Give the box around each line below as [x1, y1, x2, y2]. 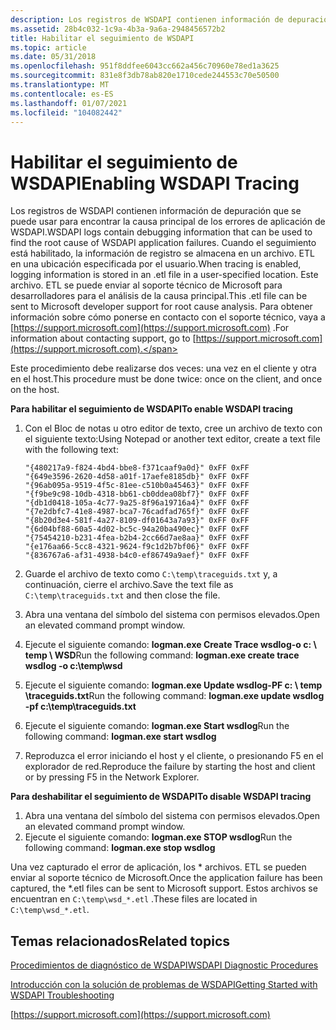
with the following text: [24, 444, 119, 456]
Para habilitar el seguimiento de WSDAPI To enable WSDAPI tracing [10, 403, 293, 415]
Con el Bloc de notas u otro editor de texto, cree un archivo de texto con [24, 422, 323, 435]
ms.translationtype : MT [10, 80, 110, 90]
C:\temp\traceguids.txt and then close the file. [24, 589, 221, 601]
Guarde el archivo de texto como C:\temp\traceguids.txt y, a [24, 568, 278, 580]
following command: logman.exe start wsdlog [24, 731, 217, 743]
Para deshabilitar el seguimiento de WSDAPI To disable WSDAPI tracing [10, 791, 312, 803]
